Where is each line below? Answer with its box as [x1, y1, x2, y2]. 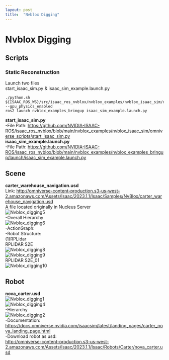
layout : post [5, 7, 33, 13]
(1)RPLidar [5, 236, 27, 242]
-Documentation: [5, 317, 41, 323]
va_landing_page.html [5, 328, 51, 334]
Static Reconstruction [5, 69, 60, 75]
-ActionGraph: [5, 225, 35, 231]
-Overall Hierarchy [5, 215, 44, 221]
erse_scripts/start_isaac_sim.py [5, 133, 70, 139]
